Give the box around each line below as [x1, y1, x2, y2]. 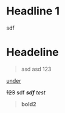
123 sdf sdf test [6, 89, 46, 96]
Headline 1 [6, 4, 60, 18]
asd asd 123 [21, 65, 52, 73]
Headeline [6, 45, 59, 59]
